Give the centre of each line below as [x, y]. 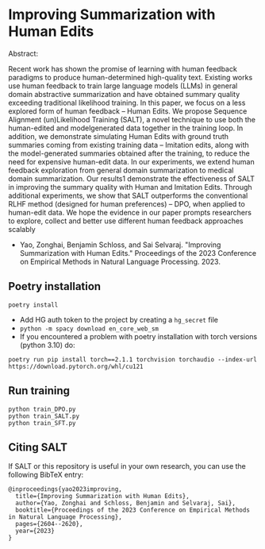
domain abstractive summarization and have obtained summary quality [124, 94]
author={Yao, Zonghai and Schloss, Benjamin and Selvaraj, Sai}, [126, 503]
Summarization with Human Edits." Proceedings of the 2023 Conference [138, 253]
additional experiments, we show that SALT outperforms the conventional [128, 195]
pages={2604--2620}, [49, 524]
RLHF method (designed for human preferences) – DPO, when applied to [127, 203]
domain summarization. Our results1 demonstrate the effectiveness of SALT [132, 178]
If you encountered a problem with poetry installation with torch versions [138, 336]
